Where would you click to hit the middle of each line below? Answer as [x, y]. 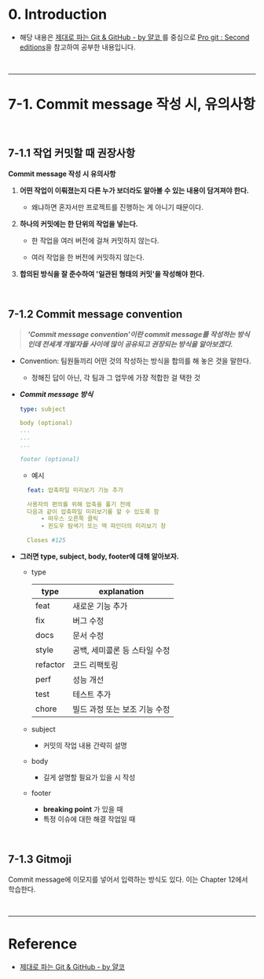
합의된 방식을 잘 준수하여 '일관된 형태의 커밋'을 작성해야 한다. [112, 273]
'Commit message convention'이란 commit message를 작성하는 [131, 334]
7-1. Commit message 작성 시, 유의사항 [132, 104]
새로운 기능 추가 [100, 606]
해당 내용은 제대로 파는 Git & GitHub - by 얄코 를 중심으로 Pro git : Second [134, 37]
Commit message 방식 [56, 394]
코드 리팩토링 [95, 665]
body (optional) [46, 423]
